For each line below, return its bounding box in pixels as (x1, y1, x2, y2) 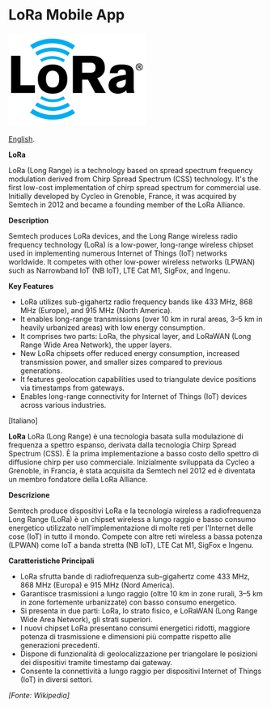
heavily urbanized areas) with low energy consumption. (19, 322, 205, 333)
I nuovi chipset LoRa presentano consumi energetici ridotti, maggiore (19, 623, 251, 633)
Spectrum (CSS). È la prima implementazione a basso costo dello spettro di (8, 448, 259, 458)
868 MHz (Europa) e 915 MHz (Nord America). (19, 580, 176, 590)
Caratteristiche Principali (8, 556, 95, 566)
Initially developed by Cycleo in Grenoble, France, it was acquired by (8, 191, 237, 201)
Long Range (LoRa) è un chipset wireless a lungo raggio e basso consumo (8, 514, 256, 524)
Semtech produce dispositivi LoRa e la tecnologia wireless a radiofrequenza (8, 506, 261, 515)
